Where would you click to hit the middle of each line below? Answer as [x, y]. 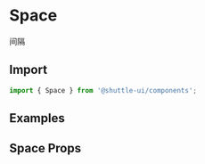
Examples [37, 118]
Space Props [45, 148]
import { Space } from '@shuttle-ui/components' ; [103, 90]
